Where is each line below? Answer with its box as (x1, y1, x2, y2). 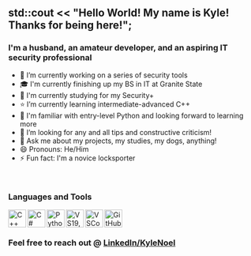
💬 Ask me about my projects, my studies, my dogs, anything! (19, 136, 217, 145)
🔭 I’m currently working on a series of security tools (19, 70, 188, 80)
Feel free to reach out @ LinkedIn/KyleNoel (8, 237, 176, 248)
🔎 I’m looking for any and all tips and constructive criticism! (19, 127, 212, 137)
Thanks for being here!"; (8, 19, 133, 32)
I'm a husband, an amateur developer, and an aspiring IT (8, 43, 228, 54)
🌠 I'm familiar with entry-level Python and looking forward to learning (19, 111, 244, 120)
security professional (8, 52, 92, 63)
